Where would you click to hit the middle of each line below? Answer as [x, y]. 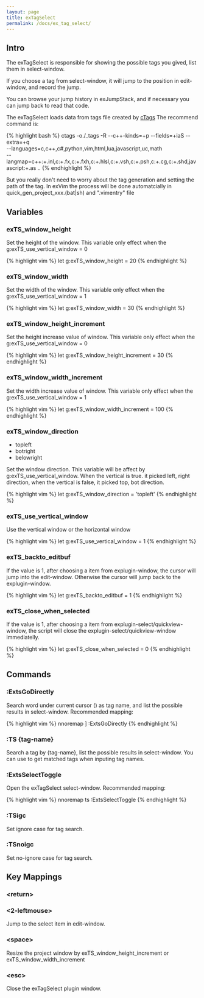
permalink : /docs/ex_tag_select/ [49, 23]
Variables [25, 212]
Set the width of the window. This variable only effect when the [86, 290]
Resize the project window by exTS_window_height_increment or [88, 953]
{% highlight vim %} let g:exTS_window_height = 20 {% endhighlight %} [97, 261]
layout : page [23, 12]
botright [25, 451]
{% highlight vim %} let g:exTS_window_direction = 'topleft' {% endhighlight [101, 494]
